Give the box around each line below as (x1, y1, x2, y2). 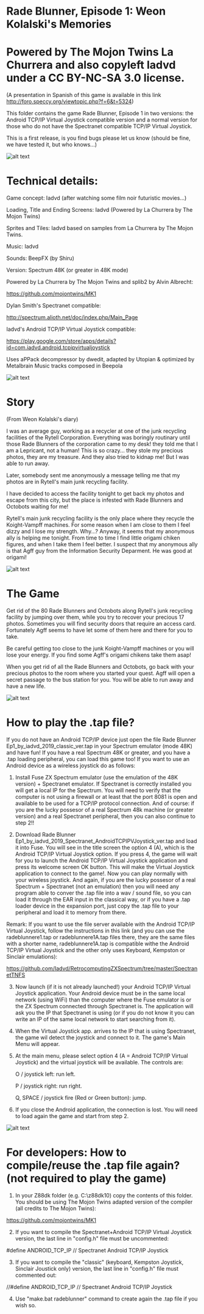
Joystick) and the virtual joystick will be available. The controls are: (15, 1058, 184, 1066)
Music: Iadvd (6, 243, 39, 250)
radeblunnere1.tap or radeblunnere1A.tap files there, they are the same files (6, 933, 195, 940)
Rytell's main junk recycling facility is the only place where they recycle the (6, 514, 195, 522)
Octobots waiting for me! (6, 503, 69, 510)
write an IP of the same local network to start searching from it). (15, 1015, 176, 1023)
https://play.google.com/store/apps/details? (6, 338, 117, 345)
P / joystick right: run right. (15, 1082, 82, 1089)
